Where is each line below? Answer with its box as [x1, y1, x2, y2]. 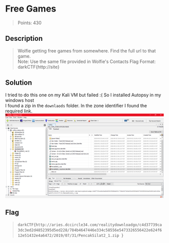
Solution [5, 79, 32, 87]
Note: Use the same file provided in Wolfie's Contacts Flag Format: [17, 58, 156, 65]
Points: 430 [17, 20, 42, 26]
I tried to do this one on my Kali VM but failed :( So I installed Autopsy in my [5, 92, 161, 98]
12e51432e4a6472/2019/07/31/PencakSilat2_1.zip [17, 233, 119, 238]
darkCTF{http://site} [17, 64, 60, 70]
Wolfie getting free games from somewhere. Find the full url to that [17, 47, 156, 53]
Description [5, 34, 43, 43]
